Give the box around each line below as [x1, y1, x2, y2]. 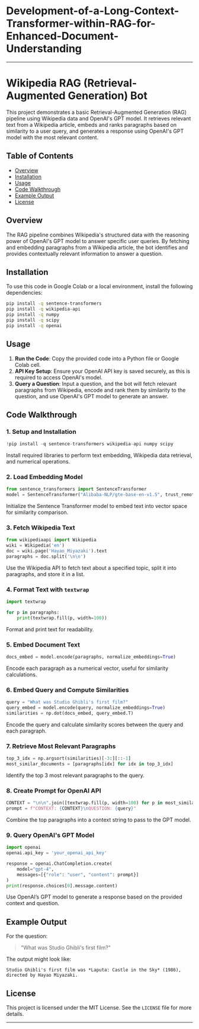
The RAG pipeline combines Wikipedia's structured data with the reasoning [6, 231, 190, 238]
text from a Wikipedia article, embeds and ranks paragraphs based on [6, 121, 176, 128]
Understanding [6, 42, 82, 56]
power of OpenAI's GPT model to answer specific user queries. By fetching [6, 237, 190, 244]
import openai [6, 845, 41, 851]
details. [6, 1011, 24, 1018]
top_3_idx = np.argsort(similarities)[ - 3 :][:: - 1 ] [6, 756, 131, 762]
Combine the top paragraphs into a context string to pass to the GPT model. [6, 816, 191, 823]
